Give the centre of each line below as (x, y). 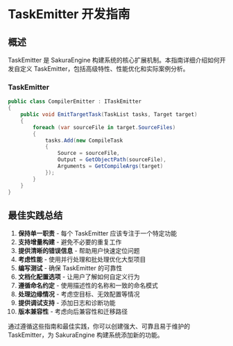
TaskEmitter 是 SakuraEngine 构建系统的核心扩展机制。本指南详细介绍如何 (114, 60)
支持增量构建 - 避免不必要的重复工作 (70, 242)
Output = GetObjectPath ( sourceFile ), (112, 160)
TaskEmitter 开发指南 (69, 14)
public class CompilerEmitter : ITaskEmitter (75, 101)
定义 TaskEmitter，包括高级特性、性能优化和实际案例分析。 (104, 69)
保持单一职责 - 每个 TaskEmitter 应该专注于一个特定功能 (97, 233)
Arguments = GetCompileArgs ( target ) (110, 166)
